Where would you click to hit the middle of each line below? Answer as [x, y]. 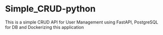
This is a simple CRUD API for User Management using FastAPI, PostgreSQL [82, 22]
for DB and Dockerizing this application [45, 27]
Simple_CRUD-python [50, 9]
